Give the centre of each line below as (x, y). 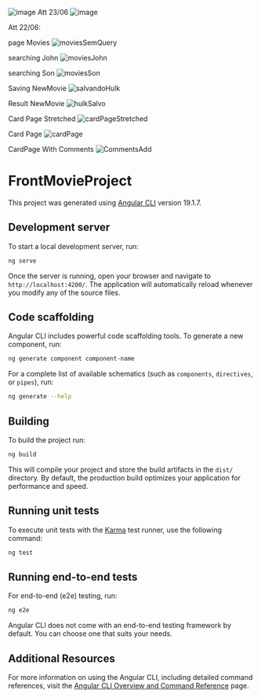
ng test (21, 553)
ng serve (22, 261)
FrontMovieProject (70, 181)
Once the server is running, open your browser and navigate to (110, 276)
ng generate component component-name (71, 359)
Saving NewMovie (37, 88)
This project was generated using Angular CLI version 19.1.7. (105, 202)
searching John (33, 58)
